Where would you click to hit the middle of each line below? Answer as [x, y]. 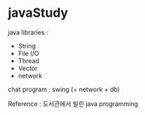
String [27, 46]
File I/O [28, 53]
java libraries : [28, 32]
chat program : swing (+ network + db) [64, 89]
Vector [28, 68]
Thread [28, 60]
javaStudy [38, 13]
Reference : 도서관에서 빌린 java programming [73, 104]
